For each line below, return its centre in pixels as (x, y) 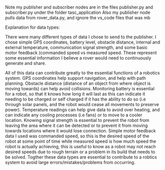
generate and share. (26, 63)
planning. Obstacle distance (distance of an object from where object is (78, 83)
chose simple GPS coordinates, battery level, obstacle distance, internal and (83, 42)
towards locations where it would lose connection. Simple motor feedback (81, 131)
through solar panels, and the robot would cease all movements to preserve (82, 104)
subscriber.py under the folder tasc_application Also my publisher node (78, 12)
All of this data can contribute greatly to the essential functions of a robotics (82, 73)
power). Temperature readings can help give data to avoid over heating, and (82, 110)
